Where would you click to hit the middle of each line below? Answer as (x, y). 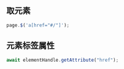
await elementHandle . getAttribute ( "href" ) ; (63, 60)
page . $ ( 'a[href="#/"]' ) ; (38, 25)
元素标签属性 (31, 46)
